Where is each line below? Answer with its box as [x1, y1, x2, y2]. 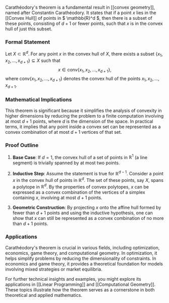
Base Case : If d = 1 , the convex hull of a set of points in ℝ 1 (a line [12, 153, 148, 160]
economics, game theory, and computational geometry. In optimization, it [5, 250, 157, 256]
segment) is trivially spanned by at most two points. [12, 160, 120, 166]
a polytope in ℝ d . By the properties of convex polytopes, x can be [12, 182, 149, 190]
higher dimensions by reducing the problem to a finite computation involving [5, 113, 164, 119]
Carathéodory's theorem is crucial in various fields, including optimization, [5, 245, 160, 251]
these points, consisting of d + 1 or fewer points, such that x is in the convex [5, 20, 163, 26]
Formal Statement [5, 38, 50, 45]
